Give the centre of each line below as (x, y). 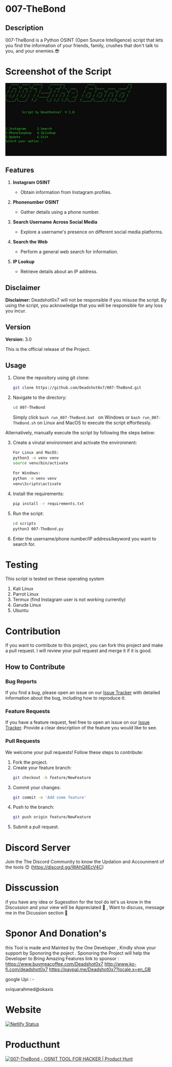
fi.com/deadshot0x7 (27, 969)
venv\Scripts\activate (37, 484)
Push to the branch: (34, 807)
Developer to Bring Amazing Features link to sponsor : (62, 959)
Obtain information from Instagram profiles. (66, 192)
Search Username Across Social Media (55, 222)
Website (23, 1010)
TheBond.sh (24, 423)
